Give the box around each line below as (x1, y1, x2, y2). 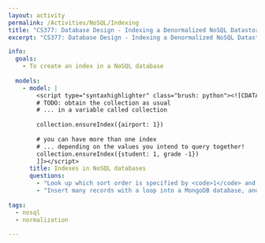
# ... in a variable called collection (36, 106, 168, 114)
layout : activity (8, 11, 65, 20)
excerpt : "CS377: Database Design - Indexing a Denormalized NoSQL (8, 33, 235, 42)
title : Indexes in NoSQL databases (28, 164, 147, 173)
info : (8, 48, 26, 56)
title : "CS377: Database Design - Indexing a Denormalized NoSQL (8, 26, 227, 34)
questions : (28, 172, 65, 180)
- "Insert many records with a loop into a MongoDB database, (36, 186, 245, 194)
